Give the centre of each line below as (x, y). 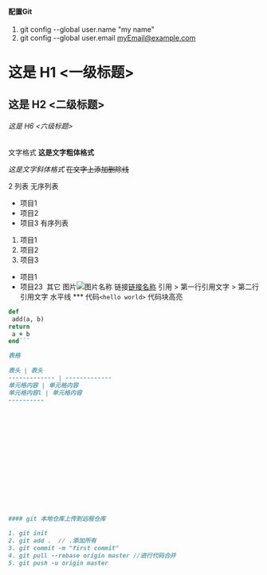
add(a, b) (28, 319)
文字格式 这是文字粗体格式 (51, 152)
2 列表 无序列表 (33, 186)
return (19, 327)
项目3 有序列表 (44, 223)
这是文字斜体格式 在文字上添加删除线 (69, 169)
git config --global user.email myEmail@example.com (108, 38)
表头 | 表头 (26, 371)
